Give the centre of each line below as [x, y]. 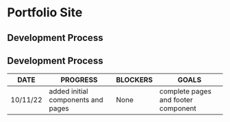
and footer [176, 100]
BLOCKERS [135, 80]
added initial [68, 91]
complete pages [186, 91]
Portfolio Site [45, 13]
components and [76, 100]
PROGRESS [79, 80]
